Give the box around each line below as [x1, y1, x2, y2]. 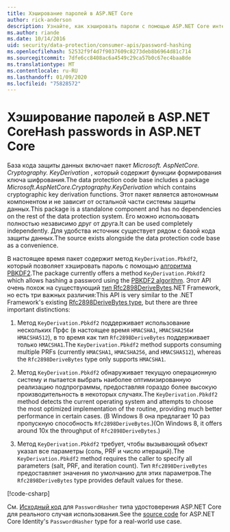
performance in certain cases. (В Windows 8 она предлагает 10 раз [16, 412, 210, 420]
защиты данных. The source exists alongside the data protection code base [7, 234, 220, 242]
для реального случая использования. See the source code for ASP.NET [7, 510, 216, 518]
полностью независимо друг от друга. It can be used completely [7, 220, 193, 228]
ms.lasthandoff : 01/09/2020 [7, 73, 88, 81]
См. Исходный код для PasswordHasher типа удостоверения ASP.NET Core [7, 503, 222, 511]
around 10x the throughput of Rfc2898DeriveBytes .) [16, 427, 161, 435]
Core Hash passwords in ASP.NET [7, 124, 202, 140]
